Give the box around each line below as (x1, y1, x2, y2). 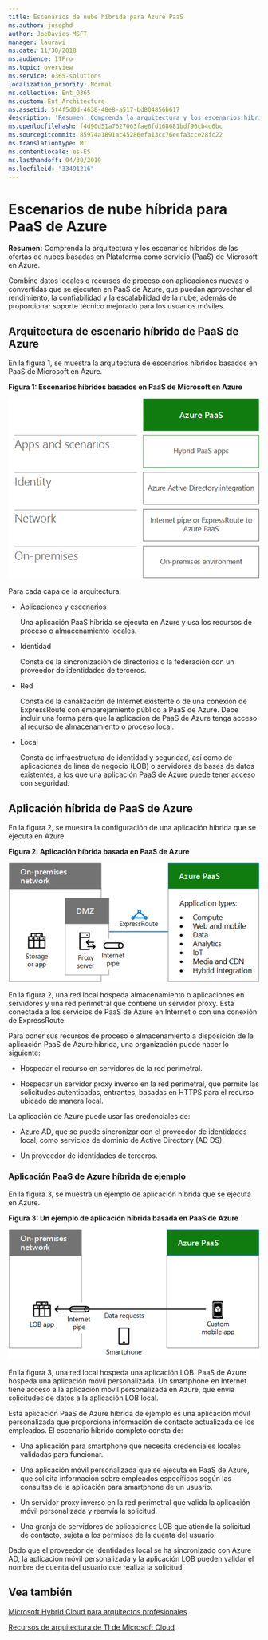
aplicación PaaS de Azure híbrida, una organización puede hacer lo (8, 1040, 230, 1049)
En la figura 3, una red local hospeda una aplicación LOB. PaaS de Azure (8, 1367, 246, 1378)
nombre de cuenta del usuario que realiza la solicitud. (8, 1562, 185, 1572)
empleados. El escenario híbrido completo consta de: (8, 1426, 183, 1435)
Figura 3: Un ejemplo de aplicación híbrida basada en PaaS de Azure (8, 1213, 239, 1223)
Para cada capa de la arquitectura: (8, 587, 122, 596)
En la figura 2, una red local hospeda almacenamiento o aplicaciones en (8, 990, 245, 1000)
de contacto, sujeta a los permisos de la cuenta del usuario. (19, 1531, 217, 1540)
